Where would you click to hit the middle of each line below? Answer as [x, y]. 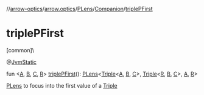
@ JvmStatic [22, 62]
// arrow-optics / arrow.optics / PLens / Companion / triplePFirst [80, 9]
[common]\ [20, 50]
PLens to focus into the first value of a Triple [62, 85]
